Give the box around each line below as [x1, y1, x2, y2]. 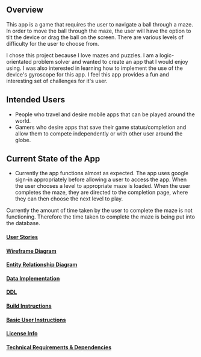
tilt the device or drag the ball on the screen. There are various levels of [6, 33, 184, 41]
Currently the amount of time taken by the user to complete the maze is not [6, 207, 193, 214]
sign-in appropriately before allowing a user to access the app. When [14, 176, 187, 183]
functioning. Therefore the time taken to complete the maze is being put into [6, 213, 196, 220]
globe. [14, 136, 31, 143]
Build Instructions [6, 302, 52, 309]
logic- [159, 51, 175, 59]
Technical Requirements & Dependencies [6, 343, 112, 351]
